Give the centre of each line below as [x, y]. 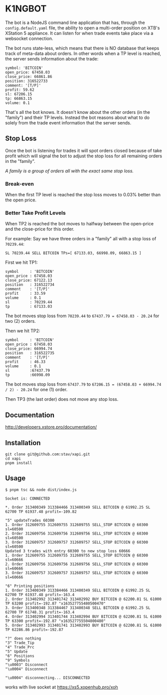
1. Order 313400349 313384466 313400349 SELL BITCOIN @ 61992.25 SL [78, 590]
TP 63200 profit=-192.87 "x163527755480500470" [56, 603]
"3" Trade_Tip [20, 643]
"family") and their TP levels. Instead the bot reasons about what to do [77, 117]
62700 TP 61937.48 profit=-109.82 [41, 512]
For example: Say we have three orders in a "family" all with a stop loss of [81, 239]
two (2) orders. [20, 321]
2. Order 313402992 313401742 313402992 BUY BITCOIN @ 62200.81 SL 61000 [83, 599]
